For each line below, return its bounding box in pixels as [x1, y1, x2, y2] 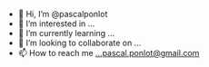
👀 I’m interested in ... [17, 18, 95, 29]
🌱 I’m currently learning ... [17, 28, 115, 38]
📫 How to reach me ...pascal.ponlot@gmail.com [17, 48, 200, 58]
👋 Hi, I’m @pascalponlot [17, 9, 108, 19]
